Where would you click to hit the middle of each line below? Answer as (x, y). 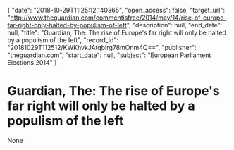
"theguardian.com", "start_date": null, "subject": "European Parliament (109, 55)
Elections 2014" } (32, 62)
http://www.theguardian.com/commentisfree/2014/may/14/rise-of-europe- (118, 18)
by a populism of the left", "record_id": (63, 40)
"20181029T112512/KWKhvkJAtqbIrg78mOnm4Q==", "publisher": (102, 48)
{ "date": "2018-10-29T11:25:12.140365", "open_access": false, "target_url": (116, 10)
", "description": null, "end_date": (174, 25)
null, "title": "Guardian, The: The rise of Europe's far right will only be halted (117, 32)
